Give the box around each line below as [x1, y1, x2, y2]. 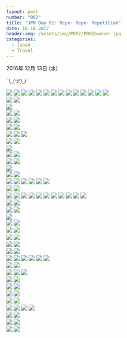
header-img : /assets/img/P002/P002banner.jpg [6, 31, 121, 37]
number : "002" [6, 14, 42, 20]
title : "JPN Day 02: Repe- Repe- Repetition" [6, 20, 121, 26]
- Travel [11, 48, 33, 54]
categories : [6, 36, 36, 42]
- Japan [11, 42, 31, 48]
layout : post [6, 8, 39, 15]
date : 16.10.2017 [6, 25, 49, 32]
